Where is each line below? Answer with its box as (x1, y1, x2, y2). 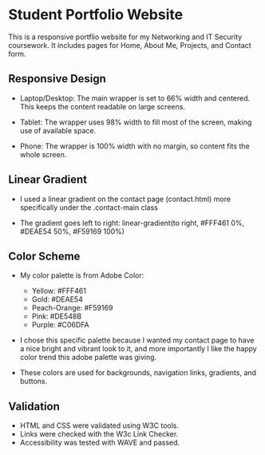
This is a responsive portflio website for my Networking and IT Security (8, 32, 243, 42)
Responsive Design (8, 72, 106, 85)
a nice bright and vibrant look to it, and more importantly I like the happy (19, 344, 257, 354)
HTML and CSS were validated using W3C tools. (19, 421, 180, 430)
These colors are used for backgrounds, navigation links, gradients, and (19, 368, 257, 378)
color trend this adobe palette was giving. (19, 353, 157, 362)
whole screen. (19, 149, 67, 159)
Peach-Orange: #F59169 (31, 303, 113, 313)
